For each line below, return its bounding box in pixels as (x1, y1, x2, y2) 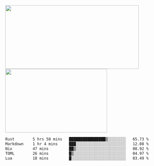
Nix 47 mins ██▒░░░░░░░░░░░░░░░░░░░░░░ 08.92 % (5, 146, 149, 151)
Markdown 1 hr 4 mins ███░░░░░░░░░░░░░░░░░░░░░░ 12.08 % (5, 141, 149, 147)
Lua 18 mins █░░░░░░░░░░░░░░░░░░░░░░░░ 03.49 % (5, 155, 149, 161)
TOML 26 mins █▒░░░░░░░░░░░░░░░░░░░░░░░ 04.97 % (5, 151, 149, 156)
